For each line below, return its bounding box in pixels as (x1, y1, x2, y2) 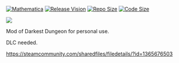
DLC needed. (6, 39, 38, 46)
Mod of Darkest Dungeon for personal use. (6, 28, 109, 34)
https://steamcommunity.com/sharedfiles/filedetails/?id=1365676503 (6, 50, 173, 57)
